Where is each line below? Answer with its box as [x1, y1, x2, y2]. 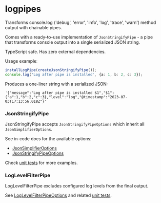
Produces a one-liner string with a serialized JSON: [5, 81, 108, 87]
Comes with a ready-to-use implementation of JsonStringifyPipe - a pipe [5, 34, 153, 40]
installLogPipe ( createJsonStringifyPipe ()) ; [5, 67, 97, 73]
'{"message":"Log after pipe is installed [5, 90, 93, 95]
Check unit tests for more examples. [5, 160, 78, 166]
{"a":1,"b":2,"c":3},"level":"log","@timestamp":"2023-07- [5, 94, 128, 99]
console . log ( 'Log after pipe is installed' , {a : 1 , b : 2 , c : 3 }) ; [5, 72, 143, 77]
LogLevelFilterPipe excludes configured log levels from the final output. [5, 183, 149, 189]
